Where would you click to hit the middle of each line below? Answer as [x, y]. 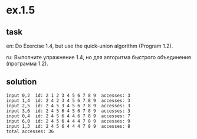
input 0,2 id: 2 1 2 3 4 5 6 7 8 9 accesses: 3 [68, 95]
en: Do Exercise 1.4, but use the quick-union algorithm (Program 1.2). [90, 46]
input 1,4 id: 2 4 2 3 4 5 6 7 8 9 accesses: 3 [68, 100]
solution [22, 82]
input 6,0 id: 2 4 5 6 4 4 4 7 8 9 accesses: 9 [68, 121]
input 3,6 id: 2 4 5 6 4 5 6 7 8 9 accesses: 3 [68, 111]
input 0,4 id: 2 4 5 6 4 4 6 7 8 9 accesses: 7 [68, 116]
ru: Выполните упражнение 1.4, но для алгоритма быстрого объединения [99, 57]
